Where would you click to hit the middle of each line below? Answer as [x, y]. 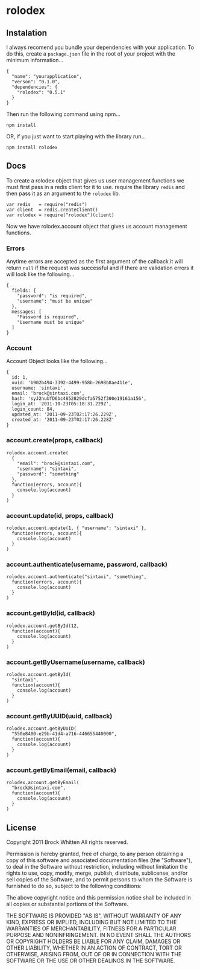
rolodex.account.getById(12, [43, 626]
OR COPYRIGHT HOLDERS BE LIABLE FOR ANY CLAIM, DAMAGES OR [93, 942]
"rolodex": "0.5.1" [42, 92]
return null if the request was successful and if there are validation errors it [100, 268]
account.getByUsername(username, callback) [76, 662]
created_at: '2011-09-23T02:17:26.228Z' [63, 420]
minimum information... [35, 60]
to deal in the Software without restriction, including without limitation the [97, 867]
